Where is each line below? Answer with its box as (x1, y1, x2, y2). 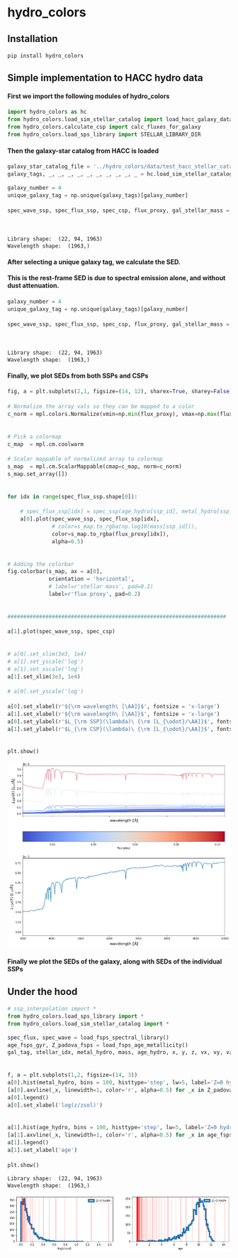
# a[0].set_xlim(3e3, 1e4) (7, 651, 87, 658)
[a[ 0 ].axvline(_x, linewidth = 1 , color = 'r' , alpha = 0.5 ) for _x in (7, 1086, 204, 1094)
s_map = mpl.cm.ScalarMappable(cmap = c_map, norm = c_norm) (7, 463, 182, 470)
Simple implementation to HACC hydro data (7, 72, 203, 84)
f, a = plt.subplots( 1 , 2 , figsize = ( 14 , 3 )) (7, 1072, 138, 1079)
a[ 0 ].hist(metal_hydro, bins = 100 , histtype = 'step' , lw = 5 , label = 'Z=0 (7, 1079, 223, 1086)
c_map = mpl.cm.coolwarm (7, 440, 84, 448)
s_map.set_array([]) (7, 471, 69, 478)
